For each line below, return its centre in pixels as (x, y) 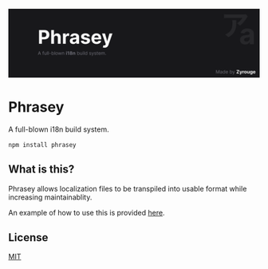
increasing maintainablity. (50, 197)
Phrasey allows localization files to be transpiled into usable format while (128, 188)
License (28, 237)
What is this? (41, 170)
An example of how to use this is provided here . (87, 212)
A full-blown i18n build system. (59, 129)
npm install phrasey (43, 144)
